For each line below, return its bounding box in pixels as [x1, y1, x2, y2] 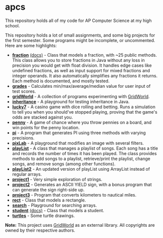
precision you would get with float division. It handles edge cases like [12, 62, 152, 68]
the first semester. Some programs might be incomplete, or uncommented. [5, 37, 155, 43]
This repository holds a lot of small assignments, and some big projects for [5, 32, 155, 38]
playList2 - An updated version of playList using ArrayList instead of [12, 166, 150, 172]
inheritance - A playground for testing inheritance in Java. [12, 99, 130, 104]
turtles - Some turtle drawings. [12, 213, 75, 218]
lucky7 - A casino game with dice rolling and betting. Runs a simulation [12, 104, 156, 110]
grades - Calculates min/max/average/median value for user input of [12, 83, 151, 89]
